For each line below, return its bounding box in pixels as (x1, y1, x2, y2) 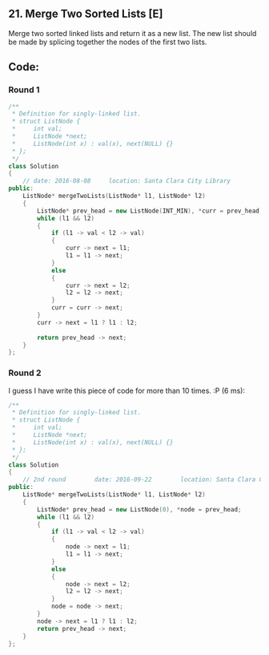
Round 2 (8, 367, 42, 378)
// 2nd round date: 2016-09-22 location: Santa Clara (22, 475, 256, 484)
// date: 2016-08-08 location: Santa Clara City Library (22, 177, 231, 185)
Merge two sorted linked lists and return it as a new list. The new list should (8, 28, 257, 38)
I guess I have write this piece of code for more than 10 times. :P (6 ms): (8, 386, 246, 395)
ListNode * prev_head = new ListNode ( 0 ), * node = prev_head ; (37, 505, 242, 513)
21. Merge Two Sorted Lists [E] (8, 7, 163, 21)
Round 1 (8, 84, 40, 95)
